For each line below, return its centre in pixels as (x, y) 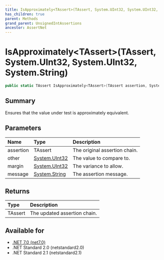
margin (15, 166)
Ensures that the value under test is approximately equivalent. (67, 112)
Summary (20, 101)
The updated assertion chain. (63, 213)
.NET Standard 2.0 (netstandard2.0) (48, 248)
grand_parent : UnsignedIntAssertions (43, 23)
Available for (25, 230)
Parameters (23, 128)
